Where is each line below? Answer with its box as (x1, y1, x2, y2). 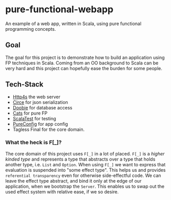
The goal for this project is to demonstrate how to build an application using (5, 54, 165, 60)
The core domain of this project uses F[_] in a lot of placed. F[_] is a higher (5, 150, 165, 157)
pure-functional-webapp (5, 4, 114, 15)
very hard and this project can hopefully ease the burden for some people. (5, 65, 163, 71)
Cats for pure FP (12, 110, 48, 116)
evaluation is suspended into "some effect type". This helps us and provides (5, 167, 166, 173)
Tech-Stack (5, 80, 44, 89)
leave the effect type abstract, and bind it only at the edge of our (5, 177, 142, 184)
